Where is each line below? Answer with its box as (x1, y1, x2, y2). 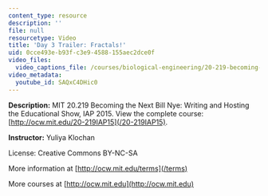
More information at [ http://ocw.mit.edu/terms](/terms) (8, 163, 188, 173)
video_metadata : (8, 71, 62, 79)
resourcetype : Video (8, 33, 77, 42)
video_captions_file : (15, 64, 88, 72)
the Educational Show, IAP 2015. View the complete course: (8, 108, 204, 118)
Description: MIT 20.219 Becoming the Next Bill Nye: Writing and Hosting (8, 100, 250, 110)
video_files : (8, 57, 52, 65)
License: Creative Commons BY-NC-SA (8, 148, 138, 158)
